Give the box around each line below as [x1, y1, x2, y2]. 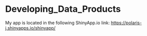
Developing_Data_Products [5, 3, 121, 15]
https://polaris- [110, 20, 142, 26]
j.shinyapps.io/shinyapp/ [5, 25, 56, 31]
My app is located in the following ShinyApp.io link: [5, 20, 110, 26]
